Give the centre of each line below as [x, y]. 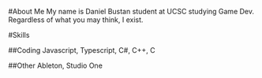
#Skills [19, 35]
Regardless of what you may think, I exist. [76, 20]
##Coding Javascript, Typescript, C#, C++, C [82, 50]
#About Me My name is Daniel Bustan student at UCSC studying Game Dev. [131, 11]
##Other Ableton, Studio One [55, 65]
